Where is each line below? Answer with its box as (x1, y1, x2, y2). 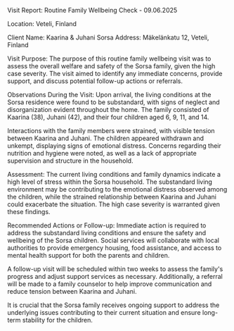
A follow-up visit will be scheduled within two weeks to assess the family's (7, 265, 223, 273)
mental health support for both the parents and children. (7, 251, 170, 259)
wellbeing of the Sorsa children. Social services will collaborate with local (7, 236, 220, 244)
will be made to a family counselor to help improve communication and (7, 280, 212, 288)
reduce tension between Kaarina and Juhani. (7, 287, 137, 295)
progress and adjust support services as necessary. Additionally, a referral (7, 273, 223, 280)
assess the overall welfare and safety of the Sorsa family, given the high (7, 62, 216, 70)
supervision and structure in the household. (7, 156, 134, 165)
